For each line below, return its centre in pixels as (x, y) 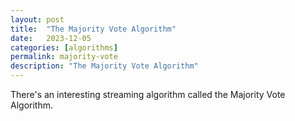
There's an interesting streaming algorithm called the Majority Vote (148, 94)
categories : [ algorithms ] (64, 47)
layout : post (37, 19)
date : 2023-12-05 (51, 38)
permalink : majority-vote (64, 57)
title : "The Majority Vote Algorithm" (93, 29)
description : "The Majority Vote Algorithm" (104, 66)
